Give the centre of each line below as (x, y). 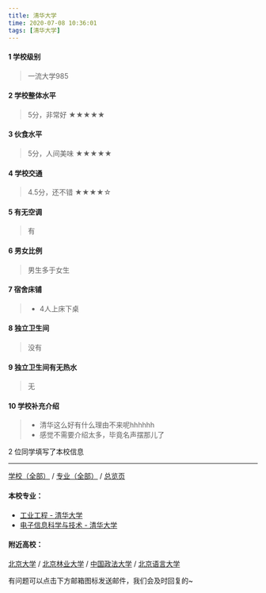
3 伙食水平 (25, 134)
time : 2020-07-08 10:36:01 (53, 23)
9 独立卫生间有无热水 (43, 367)
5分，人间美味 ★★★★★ (70, 153)
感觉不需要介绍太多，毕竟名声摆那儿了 (102, 435)
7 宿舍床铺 (25, 290)
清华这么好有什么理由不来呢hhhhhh (97, 425)
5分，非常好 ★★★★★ (66, 114)
